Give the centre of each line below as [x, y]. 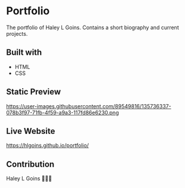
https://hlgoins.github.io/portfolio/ [48, 145]
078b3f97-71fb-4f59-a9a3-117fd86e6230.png [62, 112]
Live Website [31, 131]
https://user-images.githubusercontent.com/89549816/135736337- [89, 106]
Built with [24, 53]
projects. [17, 33]
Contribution [30, 164]
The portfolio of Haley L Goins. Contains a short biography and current [93, 27]
